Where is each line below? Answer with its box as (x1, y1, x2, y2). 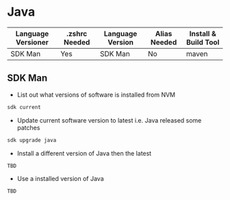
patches (16, 123, 40, 132)
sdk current (7, 103, 41, 110)
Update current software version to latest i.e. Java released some (16, 116, 202, 124)
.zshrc (66, 29, 88, 38)
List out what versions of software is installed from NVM (16, 90, 176, 99)
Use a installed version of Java (16, 175, 104, 183)
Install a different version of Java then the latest (16, 149, 152, 158)
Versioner (16, 37, 49, 47)
